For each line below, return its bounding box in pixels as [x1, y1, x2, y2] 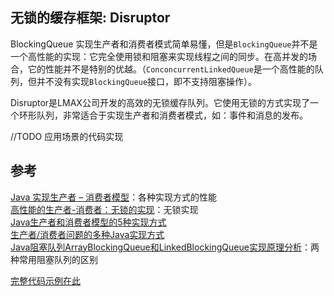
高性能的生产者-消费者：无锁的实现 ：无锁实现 [10, 203, 199, 215]
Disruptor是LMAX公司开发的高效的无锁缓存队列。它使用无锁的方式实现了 [10, 96, 310, 108]
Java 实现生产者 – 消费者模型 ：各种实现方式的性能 [10, 191, 218, 203]
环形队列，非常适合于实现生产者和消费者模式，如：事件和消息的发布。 [18, 109, 308, 121]
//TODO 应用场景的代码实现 [10, 130, 124, 142]
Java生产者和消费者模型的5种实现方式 [10, 216, 167, 228]
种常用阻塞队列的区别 [10, 253, 98, 265]
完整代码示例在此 [10, 274, 81, 287]
